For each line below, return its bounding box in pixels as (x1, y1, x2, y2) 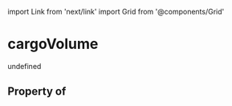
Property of (7, 84, 67, 99)
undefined (7, 61, 42, 71)
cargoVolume (7, 35, 99, 53)
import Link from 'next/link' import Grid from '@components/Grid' (7, 7, 225, 16)
